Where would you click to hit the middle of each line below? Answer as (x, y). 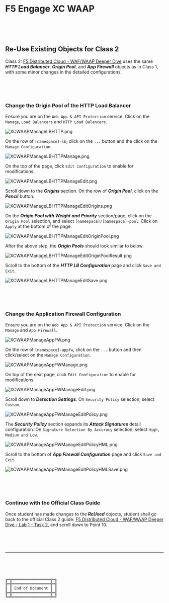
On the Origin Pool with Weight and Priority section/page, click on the (78, 216)
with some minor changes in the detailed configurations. (64, 72)
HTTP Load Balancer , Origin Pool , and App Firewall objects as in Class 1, (82, 66)
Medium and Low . (22, 435)
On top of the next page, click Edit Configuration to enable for (71, 375)
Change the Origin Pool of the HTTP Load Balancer (68, 105)
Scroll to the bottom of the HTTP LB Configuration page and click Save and (83, 266)
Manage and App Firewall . (31, 330)
